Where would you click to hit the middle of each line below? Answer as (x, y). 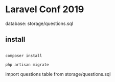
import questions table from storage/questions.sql (58, 74)
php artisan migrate (27, 65)
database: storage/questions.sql (39, 23)
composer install (24, 56)
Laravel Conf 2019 (45, 9)
